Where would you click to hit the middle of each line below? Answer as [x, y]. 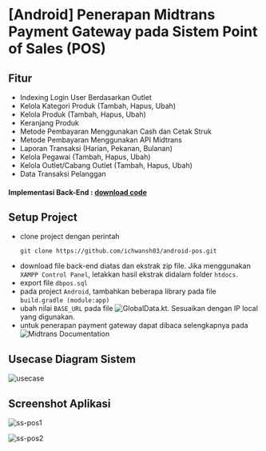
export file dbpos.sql [54, 283]
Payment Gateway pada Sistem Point [133, 32]
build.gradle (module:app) [65, 301]
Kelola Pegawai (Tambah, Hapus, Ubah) [85, 157]
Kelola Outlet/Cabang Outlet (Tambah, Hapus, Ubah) [106, 165]
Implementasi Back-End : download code [78, 192]
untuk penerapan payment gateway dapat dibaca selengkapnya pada [134, 325]
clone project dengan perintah [69, 237]
